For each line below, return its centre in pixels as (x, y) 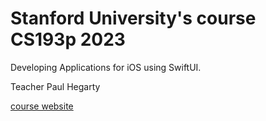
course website (42, 106)
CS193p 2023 (68, 39)
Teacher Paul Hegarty (55, 86)
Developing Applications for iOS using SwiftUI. (106, 67)
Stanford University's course (133, 18)
